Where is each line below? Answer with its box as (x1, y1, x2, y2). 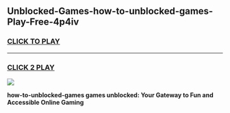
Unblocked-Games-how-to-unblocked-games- (7, 5, 214, 17)
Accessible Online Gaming (7, 98, 84, 106)
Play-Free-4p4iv (7, 16, 79, 28)
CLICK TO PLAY (7, 37, 60, 47)
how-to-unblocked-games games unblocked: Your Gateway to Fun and (7, 90, 214, 99)
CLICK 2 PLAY (7, 62, 55, 72)
